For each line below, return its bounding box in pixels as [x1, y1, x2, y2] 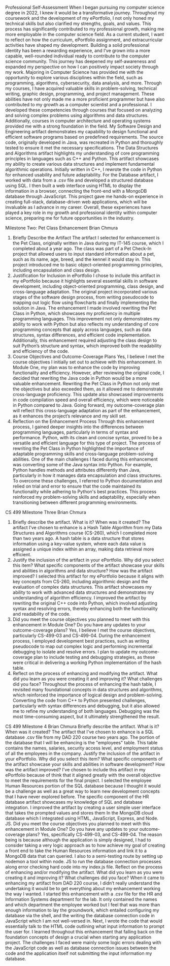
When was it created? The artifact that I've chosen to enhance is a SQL [5, 729, 154, 735]
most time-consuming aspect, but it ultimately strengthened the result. [12, 714, 160, 719]
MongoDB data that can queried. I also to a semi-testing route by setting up [5, 853, 163, 859]
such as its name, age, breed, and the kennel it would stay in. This [12, 256, 151, 262]
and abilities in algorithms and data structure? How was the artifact [12, 568, 153, 573]
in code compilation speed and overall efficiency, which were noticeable [12, 397, 164, 403]
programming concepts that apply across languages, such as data [12, 326, 151, 333]
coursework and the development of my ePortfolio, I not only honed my [5, 15, 154, 21]
